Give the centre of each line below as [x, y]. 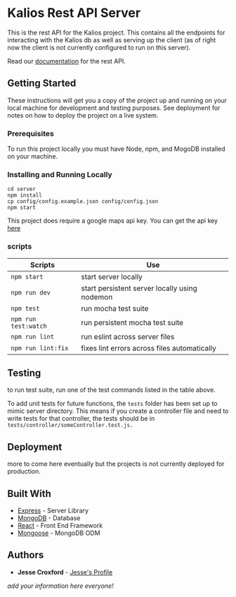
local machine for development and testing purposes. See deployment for [114, 108]
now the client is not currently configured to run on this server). [99, 47]
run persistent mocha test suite [132, 322]
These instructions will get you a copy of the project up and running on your [117, 100]
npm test [25, 308]
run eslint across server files [128, 336]
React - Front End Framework [60, 526]
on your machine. [33, 156]
